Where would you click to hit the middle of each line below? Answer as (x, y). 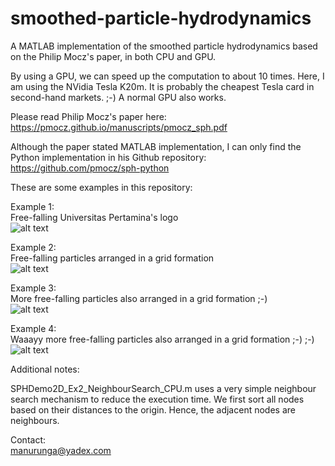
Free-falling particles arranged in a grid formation (112, 258)
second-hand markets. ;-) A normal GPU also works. (118, 97)
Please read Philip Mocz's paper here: (88, 116)
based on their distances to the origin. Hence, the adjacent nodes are (153, 409)
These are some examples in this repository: (101, 187)
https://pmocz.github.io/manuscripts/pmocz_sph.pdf (119, 127)
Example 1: (32, 206)
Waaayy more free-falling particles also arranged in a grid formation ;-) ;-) (162, 339)
